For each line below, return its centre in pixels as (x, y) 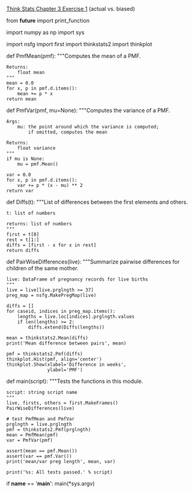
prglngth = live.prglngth (39, 424)
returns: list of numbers (39, 224)
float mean (31, 72)
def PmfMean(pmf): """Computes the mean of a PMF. (74, 56)
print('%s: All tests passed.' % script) (60, 472)
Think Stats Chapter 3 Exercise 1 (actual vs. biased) (71, 9)
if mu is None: (26, 159)
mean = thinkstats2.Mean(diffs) (47, 338)
